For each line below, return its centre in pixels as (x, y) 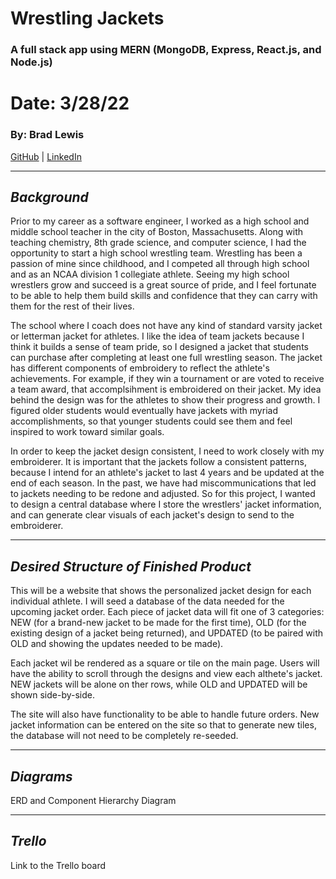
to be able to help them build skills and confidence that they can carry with (164, 296)
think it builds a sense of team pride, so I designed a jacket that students (159, 347)
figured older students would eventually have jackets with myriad (144, 411)
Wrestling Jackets (87, 18)
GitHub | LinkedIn (46, 156)
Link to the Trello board (58, 865)
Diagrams (41, 776)
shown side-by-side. (53, 695)
